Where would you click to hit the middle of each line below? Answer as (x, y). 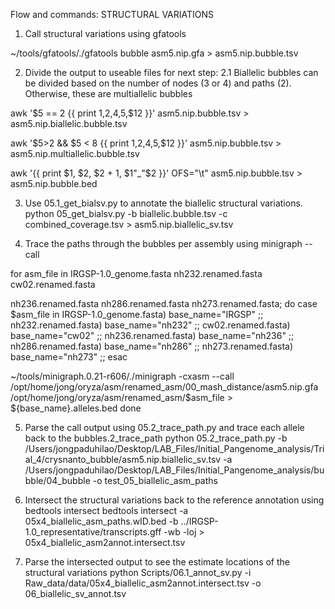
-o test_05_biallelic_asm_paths (155, 480)
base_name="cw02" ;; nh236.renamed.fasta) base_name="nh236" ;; (152, 335)
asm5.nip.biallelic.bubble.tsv (69, 123)
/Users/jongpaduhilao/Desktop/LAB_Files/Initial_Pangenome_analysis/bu (174, 470)
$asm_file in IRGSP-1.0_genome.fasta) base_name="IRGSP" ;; (137, 314)
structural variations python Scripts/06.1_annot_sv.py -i (138, 572)
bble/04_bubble (57, 480)
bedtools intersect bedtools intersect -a (106, 510)
